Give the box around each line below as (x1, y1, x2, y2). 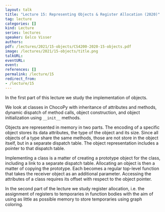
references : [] (5, 67, 37, 72)
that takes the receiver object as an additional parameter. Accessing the (5, 170, 152, 176)
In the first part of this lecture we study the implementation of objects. (5, 95, 148, 101)
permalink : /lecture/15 (5, 72, 54, 77)
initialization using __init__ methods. (5, 114, 81, 120)
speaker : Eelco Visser (5, 35, 52, 40)
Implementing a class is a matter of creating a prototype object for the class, (5, 155, 161, 161)
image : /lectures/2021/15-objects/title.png (5, 49, 98, 53)
